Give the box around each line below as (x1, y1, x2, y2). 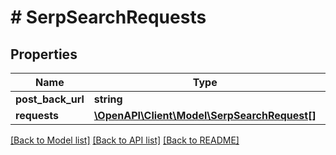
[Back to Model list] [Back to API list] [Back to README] (10, 134, 240, 146)
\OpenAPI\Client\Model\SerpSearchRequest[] (93, 109, 317, 122)
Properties (10, 46, 78, 63)
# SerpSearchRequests (10, 6, 207, 29)
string (93, 92, 123, 106)
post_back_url (15, 92, 85, 106)
